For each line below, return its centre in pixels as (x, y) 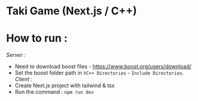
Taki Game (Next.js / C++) (72, 11)
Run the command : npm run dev (54, 92)
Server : (16, 55)
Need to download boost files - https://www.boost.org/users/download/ (103, 66)
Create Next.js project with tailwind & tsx (65, 85)
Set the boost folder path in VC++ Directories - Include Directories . (99, 73)
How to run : (37, 39)
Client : (24, 79)
